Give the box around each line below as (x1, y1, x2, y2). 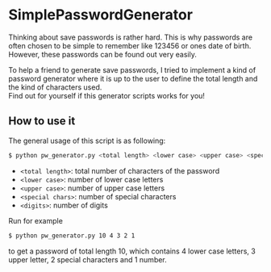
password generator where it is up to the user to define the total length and (8, 73, 258, 83)
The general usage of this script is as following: (8, 136, 166, 145)
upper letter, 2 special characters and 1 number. (8, 254, 167, 264)
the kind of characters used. (8, 82, 102, 92)
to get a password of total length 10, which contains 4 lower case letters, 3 (8, 246, 256, 256)
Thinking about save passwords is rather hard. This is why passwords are (8, 32, 252, 42)
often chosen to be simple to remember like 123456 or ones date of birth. (8, 40, 252, 50)
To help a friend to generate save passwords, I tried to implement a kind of (8, 65, 256, 74)
